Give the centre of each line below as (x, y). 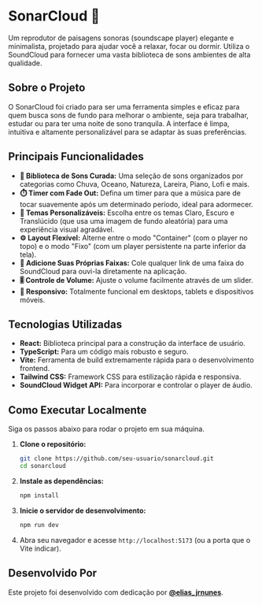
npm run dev (39, 525)
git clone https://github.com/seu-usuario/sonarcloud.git (116, 459)
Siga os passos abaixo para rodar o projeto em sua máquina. (106, 429)
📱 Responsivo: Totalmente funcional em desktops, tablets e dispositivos (137, 291)
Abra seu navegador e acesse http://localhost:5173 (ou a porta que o (135, 540)
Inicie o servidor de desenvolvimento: (83, 510)
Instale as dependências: (61, 481)
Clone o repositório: (53, 444)
